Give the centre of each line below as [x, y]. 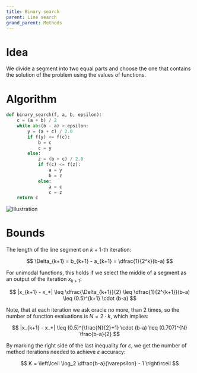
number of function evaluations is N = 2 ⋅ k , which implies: [77, 316]
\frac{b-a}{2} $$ [100, 334]
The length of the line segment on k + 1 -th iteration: [69, 250]
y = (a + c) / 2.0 [50, 131]
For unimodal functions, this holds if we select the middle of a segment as [96, 273]
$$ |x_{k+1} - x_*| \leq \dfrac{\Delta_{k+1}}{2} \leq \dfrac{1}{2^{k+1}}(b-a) [100, 291]
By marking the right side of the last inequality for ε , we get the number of [96, 345]
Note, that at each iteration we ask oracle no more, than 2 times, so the [93, 309]
